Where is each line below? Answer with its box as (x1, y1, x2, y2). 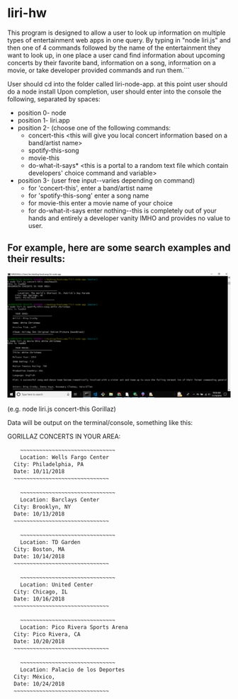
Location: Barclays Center (20, 496, 100, 504)
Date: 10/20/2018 (13, 637, 65, 645)
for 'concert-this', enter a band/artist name (28, 183, 153, 192)
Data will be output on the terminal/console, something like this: (7, 418, 193, 426)
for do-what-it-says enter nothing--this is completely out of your (28, 206, 217, 215)
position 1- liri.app (17, 115, 70, 125)
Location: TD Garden (20, 538, 81, 546)
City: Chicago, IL (13, 588, 69, 596)
